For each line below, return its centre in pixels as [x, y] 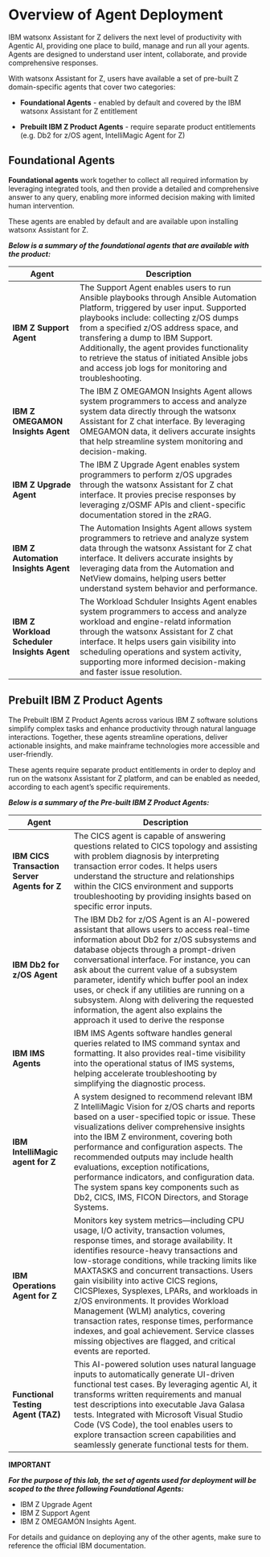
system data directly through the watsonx [158, 411]
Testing [27, 1404]
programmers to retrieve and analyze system [164, 538]
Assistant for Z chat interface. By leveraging [162, 421]
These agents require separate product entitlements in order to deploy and [132, 770]
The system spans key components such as [156, 1187]
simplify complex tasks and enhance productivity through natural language [132, 728]
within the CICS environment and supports [154, 886]
